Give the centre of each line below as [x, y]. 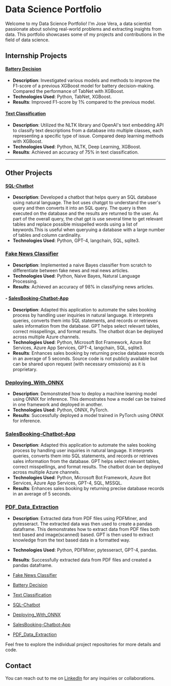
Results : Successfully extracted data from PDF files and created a [82, 559]
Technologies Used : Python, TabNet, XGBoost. [62, 96]
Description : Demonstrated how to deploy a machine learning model [84, 394]
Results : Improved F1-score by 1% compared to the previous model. [84, 102]
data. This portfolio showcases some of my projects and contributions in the [85, 34]
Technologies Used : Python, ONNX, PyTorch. [61, 410]
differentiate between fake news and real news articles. [71, 270]
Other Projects [29, 173]
